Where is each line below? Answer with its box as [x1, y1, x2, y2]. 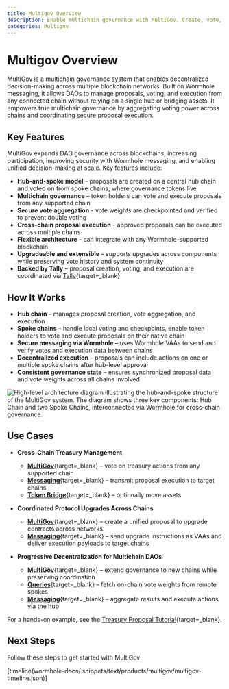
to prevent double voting [16, 214, 87, 222]
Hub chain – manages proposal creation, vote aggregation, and [16, 310, 196, 318]
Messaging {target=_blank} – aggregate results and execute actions [27, 594, 219, 603]
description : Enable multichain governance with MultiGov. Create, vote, [7, 16, 223, 23]
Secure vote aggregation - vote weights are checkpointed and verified [16, 206, 218, 214]
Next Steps [7, 635, 56, 647]
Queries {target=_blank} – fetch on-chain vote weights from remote [27, 580, 217, 588]
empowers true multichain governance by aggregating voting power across [7, 104, 220, 112]
